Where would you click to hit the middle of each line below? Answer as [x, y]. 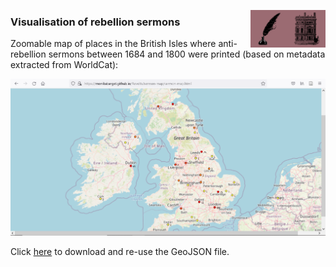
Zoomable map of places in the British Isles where [113, 44]
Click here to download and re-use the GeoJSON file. [120, 252]
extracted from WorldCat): [64, 65]
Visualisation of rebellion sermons [95, 22]
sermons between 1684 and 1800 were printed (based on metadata [187, 54]
